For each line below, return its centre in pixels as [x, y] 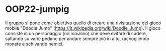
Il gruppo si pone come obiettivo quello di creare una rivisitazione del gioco [83, 23]
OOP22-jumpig [37, 9]
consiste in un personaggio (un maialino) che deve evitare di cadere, [76, 33]
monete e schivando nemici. [34, 44]
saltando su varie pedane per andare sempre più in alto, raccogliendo [77, 39]
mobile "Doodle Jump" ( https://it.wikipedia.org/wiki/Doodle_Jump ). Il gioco [83, 28]
